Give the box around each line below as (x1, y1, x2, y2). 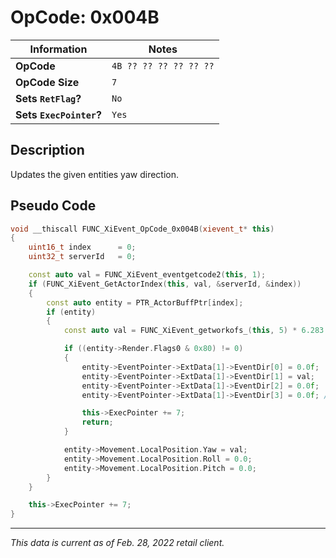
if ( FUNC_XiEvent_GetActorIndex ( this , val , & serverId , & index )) (28, 279, 302, 289)
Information (29, 42, 88, 56)
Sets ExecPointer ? (15, 107, 102, 121)
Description (10, 142, 85, 159)
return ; (81, 417, 114, 428)
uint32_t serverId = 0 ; (28, 252, 137, 262)
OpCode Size (15, 75, 80, 89)
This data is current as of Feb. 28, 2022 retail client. (10, 537, 225, 549)
